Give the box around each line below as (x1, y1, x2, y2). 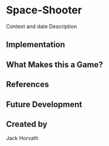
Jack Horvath (6, 135, 39, 142)
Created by (6, 119, 48, 129)
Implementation (6, 40, 66, 50)
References (6, 79, 49, 89)
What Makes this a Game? (6, 60, 104, 69)
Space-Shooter (6, 4, 82, 17)
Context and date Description (6, 23, 77, 30)
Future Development (6, 99, 83, 109)
